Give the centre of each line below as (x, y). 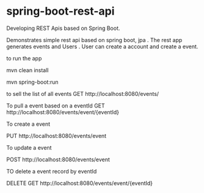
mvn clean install (27, 70)
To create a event (28, 124)
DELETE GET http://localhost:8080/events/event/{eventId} (80, 183)
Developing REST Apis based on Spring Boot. (63, 28)
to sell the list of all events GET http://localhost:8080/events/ (83, 93)
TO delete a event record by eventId (52, 171)
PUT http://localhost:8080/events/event (56, 136)
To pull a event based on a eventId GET (56, 106)
